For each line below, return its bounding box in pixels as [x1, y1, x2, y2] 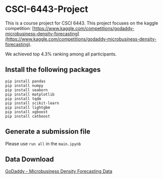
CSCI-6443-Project [5, 3, 88, 15]
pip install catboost [5, 113, 50, 118]
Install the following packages [5, 65, 101, 74]
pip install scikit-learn [5, 100, 59, 105]
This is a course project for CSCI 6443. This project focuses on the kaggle [5, 20, 158, 26]
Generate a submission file [5, 127, 90, 136]
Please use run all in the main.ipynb [5, 140, 81, 146]
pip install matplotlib [5, 91, 55, 97]
